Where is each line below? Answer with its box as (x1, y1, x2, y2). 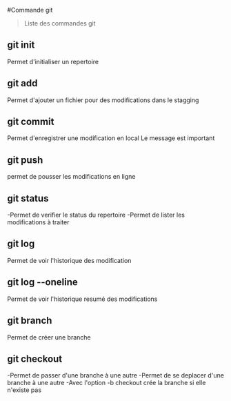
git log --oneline (7, 276, 78, 288)
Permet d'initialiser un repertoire (7, 57, 99, 66)
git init (7, 39, 35, 51)
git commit (7, 116, 54, 128)
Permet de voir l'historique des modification (7, 256, 132, 264)
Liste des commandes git (23, 19, 96, 27)
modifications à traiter (7, 218, 70, 226)
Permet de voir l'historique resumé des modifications (7, 295, 158, 303)
